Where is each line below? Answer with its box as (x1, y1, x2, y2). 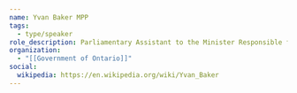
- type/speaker (17, 29, 73, 38)
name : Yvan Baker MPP (9, 12, 89, 22)
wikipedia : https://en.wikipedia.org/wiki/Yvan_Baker (17, 71, 219, 80)
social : (9, 63, 38, 72)
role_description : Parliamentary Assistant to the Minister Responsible (9, 37, 283, 47)
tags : (9, 21, 29, 30)
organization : (9, 46, 62, 55)
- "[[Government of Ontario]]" (17, 54, 133, 63)
